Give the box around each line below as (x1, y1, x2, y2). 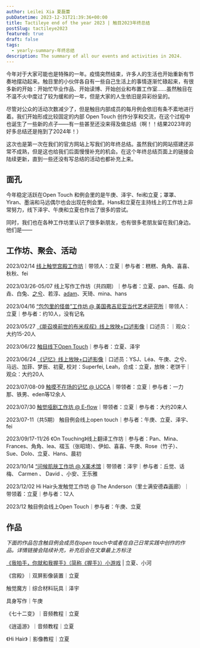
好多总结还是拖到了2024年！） (6, 128, 82, 135)
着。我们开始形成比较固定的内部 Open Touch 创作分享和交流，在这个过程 (6, 113, 186, 120)
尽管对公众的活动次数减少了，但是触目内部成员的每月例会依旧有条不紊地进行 (6, 105, 194, 112)
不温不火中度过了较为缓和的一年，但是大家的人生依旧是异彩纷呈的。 (6, 92, 173, 100)
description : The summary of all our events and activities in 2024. (6, 53, 183, 59)
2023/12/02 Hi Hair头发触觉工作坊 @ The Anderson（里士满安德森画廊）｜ (6, 483, 189, 490)
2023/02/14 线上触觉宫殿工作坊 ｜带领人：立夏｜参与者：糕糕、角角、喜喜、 (6, 263, 193, 270)
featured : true (6, 31, 44, 37)
